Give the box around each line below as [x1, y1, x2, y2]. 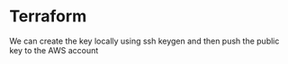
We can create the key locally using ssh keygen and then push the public [9, 36, 280, 46]
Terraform [9, 6, 87, 27]
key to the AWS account [9, 44, 99, 55]
